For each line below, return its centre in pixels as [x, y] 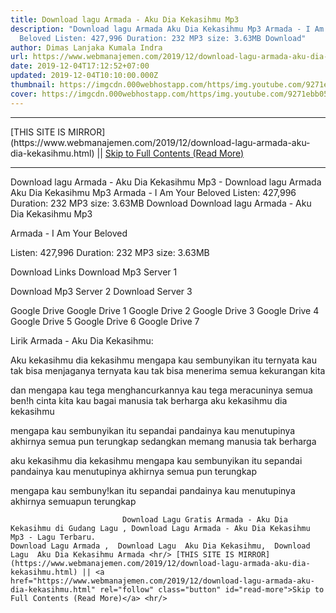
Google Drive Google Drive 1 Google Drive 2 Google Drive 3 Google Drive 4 [165, 310]
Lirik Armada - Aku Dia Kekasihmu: [82, 340]
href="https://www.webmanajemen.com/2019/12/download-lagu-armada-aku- [162, 581]
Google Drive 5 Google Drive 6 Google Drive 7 [105, 321]
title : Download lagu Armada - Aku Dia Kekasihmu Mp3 [125, 19]
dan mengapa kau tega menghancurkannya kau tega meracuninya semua [161, 390]
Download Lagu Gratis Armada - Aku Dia [204, 519]
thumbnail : [33, 85]
